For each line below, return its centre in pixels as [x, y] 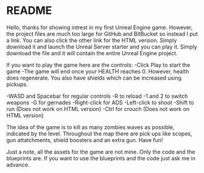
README [29, 11]
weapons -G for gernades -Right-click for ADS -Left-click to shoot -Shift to [100, 102]
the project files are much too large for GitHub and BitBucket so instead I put [102, 33]
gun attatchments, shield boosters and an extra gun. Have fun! [85, 140]
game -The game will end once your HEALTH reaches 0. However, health [98, 71]
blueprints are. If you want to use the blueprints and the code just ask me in [101, 158]
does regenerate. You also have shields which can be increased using [94, 78]
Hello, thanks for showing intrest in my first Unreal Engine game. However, [100, 27]
